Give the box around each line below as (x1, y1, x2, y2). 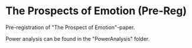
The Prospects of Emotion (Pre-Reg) (5, 4, 187, 18)
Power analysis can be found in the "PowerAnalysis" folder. (5, 35, 150, 42)
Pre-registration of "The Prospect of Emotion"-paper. (5, 24, 135, 31)
